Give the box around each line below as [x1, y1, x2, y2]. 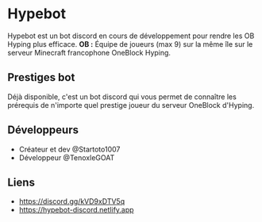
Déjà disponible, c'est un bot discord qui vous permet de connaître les [7, 92, 237, 101]
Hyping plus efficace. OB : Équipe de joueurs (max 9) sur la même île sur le [7, 39, 253, 48]
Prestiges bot [7, 71, 75, 84]
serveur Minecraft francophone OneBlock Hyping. [7, 48, 171, 57]
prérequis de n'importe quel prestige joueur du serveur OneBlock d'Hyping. [7, 100, 255, 109]
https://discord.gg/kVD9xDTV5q [18, 197, 125, 206]
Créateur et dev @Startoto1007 [18, 144, 121, 154]
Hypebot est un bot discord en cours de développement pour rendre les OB [7, 31, 255, 40]
